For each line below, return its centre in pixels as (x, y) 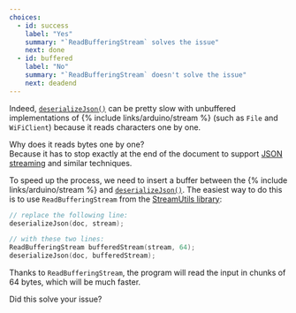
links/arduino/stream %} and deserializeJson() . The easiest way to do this (146, 189)
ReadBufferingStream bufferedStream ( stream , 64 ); (102, 248)
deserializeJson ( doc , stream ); (67, 223)
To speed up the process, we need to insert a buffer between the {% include (148, 180)
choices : (25, 17)
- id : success (43, 26)
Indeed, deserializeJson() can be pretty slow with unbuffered (122, 108)
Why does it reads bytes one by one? (77, 144)
